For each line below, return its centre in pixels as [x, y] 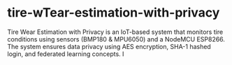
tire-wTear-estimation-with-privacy [114, 13]
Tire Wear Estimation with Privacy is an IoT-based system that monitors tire [115, 32]
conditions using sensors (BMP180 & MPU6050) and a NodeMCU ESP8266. [116, 39]
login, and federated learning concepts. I [66, 54]
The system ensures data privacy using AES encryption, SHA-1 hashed [109, 46]
